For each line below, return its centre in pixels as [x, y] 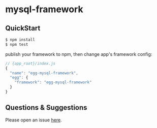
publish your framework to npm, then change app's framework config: [79, 54]
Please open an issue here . [34, 120]
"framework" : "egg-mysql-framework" [53, 82]
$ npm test [17, 44]
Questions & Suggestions [46, 108]
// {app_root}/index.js [30, 63]
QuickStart [23, 28]
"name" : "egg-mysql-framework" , [44, 73]
